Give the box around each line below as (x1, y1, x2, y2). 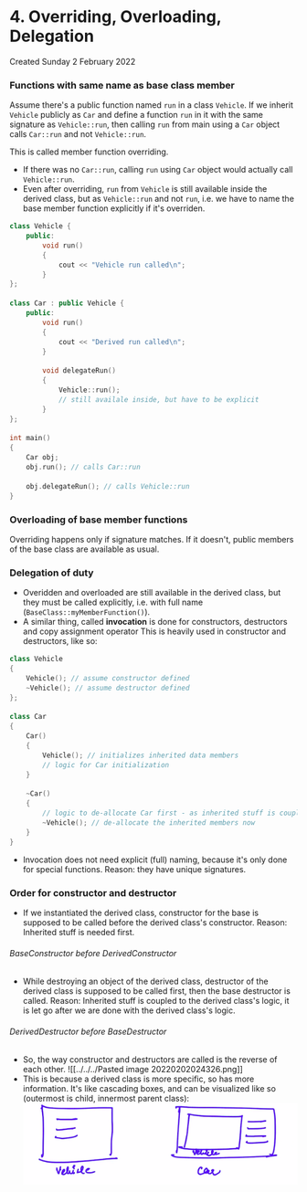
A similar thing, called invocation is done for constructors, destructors (22, 617, 288, 628)
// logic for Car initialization (42, 760, 170, 769)
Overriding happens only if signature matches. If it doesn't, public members (9, 533, 294, 544)
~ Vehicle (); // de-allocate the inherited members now (42, 818, 256, 828)
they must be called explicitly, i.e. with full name (22, 596, 204, 608)
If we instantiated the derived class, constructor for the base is (22, 907, 259, 918)
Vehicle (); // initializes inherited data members (42, 751, 239, 760)
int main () (9, 434, 51, 443)
